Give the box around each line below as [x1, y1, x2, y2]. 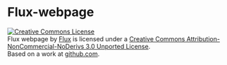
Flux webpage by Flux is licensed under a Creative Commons [7, 34, 185, 43]
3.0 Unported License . [85, 42, 151, 50]
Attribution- [186, 34, 221, 43]
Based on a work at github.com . [7, 50, 100, 58]
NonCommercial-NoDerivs [7, 42, 85, 50]
